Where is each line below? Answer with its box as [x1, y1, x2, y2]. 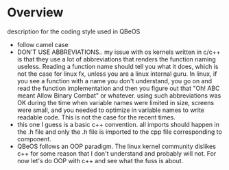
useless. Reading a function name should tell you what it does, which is [16, 62, 219, 70]
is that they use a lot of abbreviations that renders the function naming [16, 55, 216, 63]
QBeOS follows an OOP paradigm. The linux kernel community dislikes [16, 142, 216, 150]
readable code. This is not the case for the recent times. [16, 113, 176, 121]
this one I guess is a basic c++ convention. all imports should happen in [16, 120, 219, 128]
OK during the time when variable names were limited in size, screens [16, 98, 215, 107]
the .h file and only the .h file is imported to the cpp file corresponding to [16, 128, 223, 136]
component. [16, 134, 51, 143]
